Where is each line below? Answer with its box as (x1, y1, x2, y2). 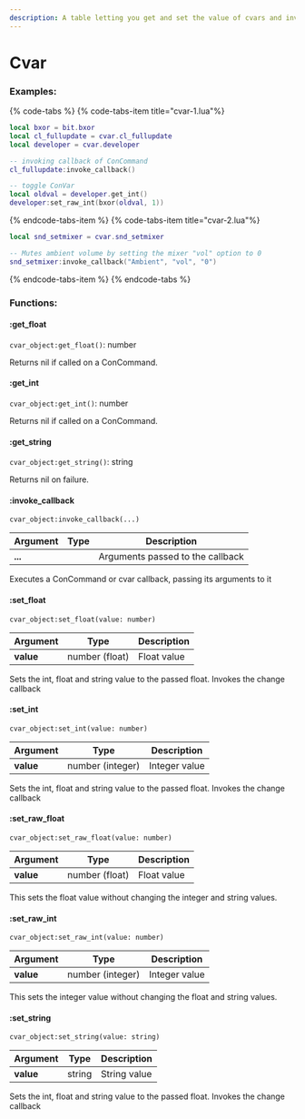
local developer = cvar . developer (9, 140, 141, 149)
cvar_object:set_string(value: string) (9, 1033, 161, 1042)
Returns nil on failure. (9, 474, 89, 485)
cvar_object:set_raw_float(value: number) (9, 833, 172, 842)
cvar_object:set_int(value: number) (9, 724, 148, 733)
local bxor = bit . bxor (9, 124, 95, 133)
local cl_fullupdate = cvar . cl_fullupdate (9, 131, 172, 141)
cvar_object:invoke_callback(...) (9, 515, 141, 524)
